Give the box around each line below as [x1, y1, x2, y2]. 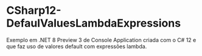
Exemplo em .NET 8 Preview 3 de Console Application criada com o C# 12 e [6, 36, 197, 43]
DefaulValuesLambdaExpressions [6, 16, 181, 30]
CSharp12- [6, 4, 61, 17]
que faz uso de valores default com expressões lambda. [6, 43, 147, 50]
